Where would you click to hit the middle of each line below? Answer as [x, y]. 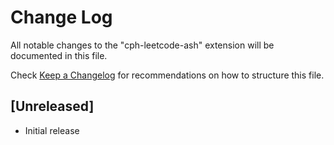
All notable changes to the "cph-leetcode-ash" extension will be [142, 45]
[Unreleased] [52, 106]
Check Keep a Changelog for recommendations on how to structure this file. [167, 75]
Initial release [52, 130]
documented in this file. [59, 55]
